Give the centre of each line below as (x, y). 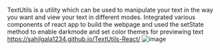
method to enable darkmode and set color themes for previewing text (106, 32)
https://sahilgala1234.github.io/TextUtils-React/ (74, 39)
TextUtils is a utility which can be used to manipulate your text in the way (110, 10)
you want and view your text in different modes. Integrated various (101, 17)
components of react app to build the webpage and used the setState (106, 24)
